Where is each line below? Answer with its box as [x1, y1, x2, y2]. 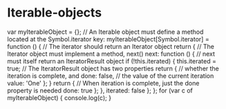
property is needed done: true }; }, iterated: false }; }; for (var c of [7, 86, 194, 95]
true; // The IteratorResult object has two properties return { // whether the [7, 64, 220, 72]
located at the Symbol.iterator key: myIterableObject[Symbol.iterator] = [7, 34, 209, 43]
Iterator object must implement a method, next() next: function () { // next [7, 50, 216, 58]
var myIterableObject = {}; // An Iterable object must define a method [7, 28, 204, 36]
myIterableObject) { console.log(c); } [7, 93, 112, 101]
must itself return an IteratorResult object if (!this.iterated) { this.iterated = [7, 57, 216, 65]
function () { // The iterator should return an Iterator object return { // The [7, 42, 214, 50]
